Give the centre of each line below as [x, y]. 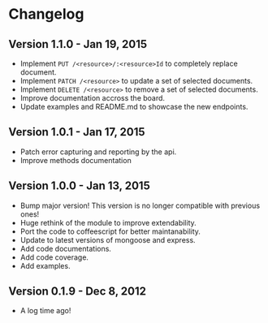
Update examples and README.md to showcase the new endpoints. [134, 107]
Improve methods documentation [76, 160]
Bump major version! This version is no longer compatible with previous [140, 205]
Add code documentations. [66, 248]
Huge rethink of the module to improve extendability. [108, 222]
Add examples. [45, 265]
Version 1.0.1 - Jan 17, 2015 [77, 132]
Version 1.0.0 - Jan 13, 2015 [79, 186]
